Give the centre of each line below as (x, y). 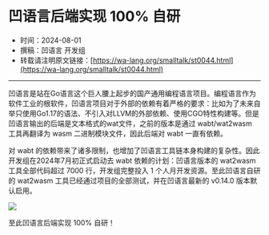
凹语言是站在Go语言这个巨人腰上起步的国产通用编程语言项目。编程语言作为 (132, 93)
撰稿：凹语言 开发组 (52, 50)
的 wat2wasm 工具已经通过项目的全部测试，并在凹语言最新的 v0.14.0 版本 (129, 180)
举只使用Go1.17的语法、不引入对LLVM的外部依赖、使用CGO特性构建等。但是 (134, 113)
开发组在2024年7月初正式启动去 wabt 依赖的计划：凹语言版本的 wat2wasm (132, 160)
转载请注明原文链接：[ (56, 60)
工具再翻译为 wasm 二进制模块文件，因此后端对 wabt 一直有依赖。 (118, 133)
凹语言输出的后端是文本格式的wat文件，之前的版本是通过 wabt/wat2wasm (130, 123)
